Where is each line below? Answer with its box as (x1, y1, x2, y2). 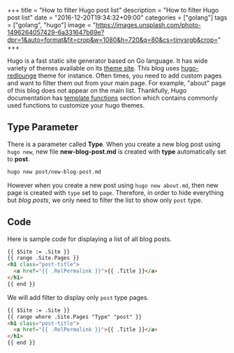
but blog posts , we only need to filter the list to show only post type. (7, 196, 203, 204)
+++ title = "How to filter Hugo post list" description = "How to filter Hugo (7, 6, 219, 14)
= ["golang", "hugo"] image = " (7, 21, 96, 29)
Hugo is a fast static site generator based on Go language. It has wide (7, 57, 208, 65)
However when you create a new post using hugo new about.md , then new (7, 181, 219, 189)
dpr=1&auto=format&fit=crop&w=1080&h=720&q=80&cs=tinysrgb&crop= (7, 36, 219, 44)
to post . (7, 154, 30, 163)
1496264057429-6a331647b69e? (7, 28, 105, 36)
